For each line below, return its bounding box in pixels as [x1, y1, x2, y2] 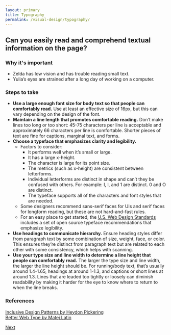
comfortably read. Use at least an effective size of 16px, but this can [12, 106, 158, 112]
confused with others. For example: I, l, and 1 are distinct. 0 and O [28, 182, 166, 188]
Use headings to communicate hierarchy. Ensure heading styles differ [12, 230, 162, 237]
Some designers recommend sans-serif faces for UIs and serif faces [20, 203, 165, 210]
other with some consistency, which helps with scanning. [12, 247, 133, 253]
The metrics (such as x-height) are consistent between [28, 165, 144, 171]
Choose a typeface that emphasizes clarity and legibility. [12, 138, 137, 144]
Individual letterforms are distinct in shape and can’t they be [28, 176, 155, 183]
